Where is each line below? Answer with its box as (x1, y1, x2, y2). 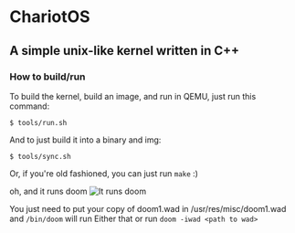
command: (9, 101, 50, 111)
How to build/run (9, 70, 86, 83)
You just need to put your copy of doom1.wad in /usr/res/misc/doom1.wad (9, 203, 287, 214)
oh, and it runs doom (9, 185, 88, 196)
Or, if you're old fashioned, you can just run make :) (9, 167, 199, 179)
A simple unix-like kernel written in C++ (9, 43, 240, 58)
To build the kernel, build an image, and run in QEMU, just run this (9, 90, 257, 101)
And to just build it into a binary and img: (9, 134, 162, 145)
